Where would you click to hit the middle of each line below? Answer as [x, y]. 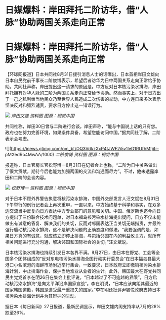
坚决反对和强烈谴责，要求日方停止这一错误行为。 [55, 105]
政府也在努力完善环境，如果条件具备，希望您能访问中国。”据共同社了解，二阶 [83, 132]
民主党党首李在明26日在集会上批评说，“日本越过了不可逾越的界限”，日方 [79, 277]
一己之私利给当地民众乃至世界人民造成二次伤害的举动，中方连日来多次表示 [85, 99]
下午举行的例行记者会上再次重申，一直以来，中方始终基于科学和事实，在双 [81, 205]
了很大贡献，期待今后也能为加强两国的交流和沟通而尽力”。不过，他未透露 [80, 171]
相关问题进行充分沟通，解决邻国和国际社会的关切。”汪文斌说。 [68, 242]
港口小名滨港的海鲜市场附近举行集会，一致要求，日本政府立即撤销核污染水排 [83, 265]
